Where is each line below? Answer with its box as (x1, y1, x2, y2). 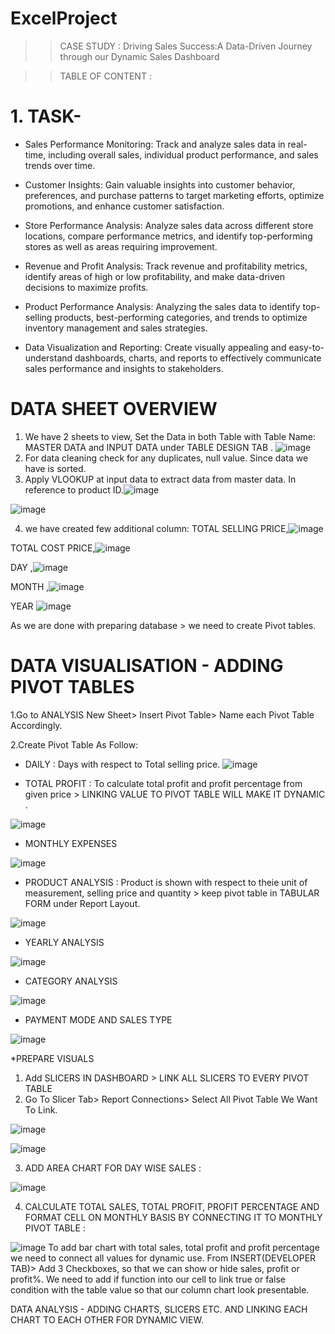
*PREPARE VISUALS (10, 1052, 95, 1064)
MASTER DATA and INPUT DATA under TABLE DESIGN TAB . (24, 441, 274, 453)
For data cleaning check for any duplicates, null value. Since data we (24, 452, 309, 464)
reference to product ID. (24, 483, 124, 496)
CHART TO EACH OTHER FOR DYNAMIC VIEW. (10, 1313, 204, 1326)
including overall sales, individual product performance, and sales (48, 148, 319, 161)
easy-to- (288, 341, 325, 353)
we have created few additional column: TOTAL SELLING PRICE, (24, 522, 289, 534)
